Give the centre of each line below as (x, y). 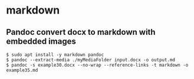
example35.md (22, 70)
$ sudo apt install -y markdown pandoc (55, 55)
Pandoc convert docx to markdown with (81, 32)
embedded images (41, 41)
